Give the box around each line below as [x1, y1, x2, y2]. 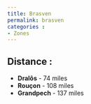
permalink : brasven [7, 17, 64, 24]
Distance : [7, 55, 52, 67]
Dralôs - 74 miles [17, 74, 68, 82]
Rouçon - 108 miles [17, 82, 74, 90]
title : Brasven [7, 10, 52, 17]
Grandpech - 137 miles [17, 89, 84, 98]
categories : [7, 23, 45, 30]
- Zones [7, 29, 30, 37]
